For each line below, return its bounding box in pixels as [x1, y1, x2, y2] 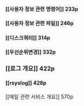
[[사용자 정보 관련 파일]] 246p [5, 20, 74, 27]
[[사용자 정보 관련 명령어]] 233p [5, 5, 78, 12]
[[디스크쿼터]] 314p [5, 34, 51, 41]
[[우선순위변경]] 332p [5, 48, 56, 55]
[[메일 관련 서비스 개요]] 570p [5, 93, 73, 100]
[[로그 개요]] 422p [5, 65, 55, 73]
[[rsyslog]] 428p [5, 79, 47, 86]
